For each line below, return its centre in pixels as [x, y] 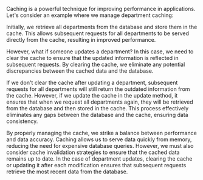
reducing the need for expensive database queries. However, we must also [100, 146]
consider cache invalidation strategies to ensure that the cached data [93, 152]
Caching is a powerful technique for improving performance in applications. [101, 9]
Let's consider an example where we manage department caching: [90, 15]
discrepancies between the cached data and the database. [80, 71]
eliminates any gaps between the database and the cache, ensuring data [97, 115]
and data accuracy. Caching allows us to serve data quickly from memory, [99, 139]
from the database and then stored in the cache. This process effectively [98, 108]
